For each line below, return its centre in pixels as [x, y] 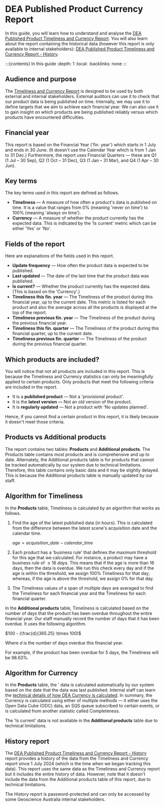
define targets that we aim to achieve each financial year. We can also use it [82, 106]
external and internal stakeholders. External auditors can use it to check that [82, 96]
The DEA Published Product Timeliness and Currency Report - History [76, 753]
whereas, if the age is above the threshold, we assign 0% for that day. [83, 578]
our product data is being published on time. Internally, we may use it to [78, 101]
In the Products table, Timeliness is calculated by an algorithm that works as [82, 508]
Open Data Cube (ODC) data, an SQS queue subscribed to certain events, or [82, 706]
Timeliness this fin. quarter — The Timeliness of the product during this [85, 328]
